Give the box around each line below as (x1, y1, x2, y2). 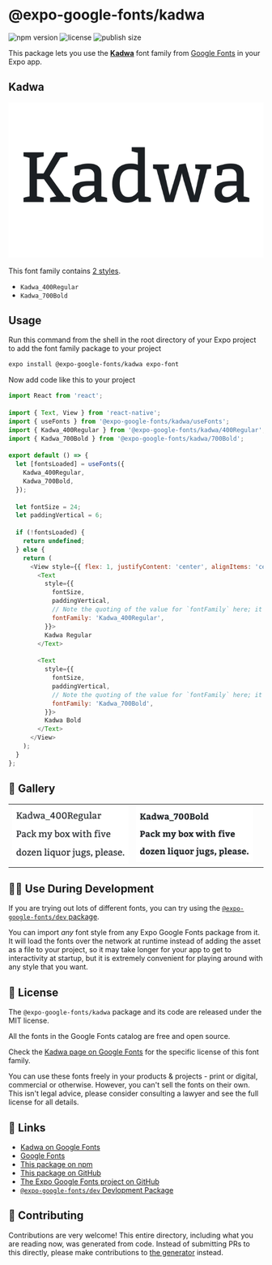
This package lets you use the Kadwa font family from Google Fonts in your (8, 48, 261, 58)
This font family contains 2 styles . (8, 266, 121, 276)
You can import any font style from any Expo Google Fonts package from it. (8, 928, 261, 938)
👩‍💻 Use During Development (8, 882, 155, 895)
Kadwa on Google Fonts (19, 1142, 101, 1152)
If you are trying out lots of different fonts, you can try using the (8, 904, 221, 913)
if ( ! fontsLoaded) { (15, 528, 85, 536)
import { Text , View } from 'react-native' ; (8, 408, 161, 417)
